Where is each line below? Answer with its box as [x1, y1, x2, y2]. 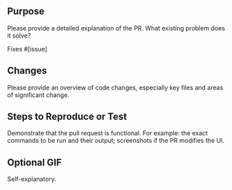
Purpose [7, 6, 45, 17]
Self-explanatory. [7, 175, 57, 183]
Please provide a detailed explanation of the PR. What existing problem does [7, 24, 225, 32]
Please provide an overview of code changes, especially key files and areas [7, 83, 224, 92]
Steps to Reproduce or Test [7, 111, 127, 123]
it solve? [7, 31, 31, 40]
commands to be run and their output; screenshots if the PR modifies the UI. [7, 137, 225, 145]
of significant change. [7, 90, 70, 99]
